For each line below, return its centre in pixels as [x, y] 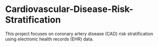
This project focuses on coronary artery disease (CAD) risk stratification [79, 33]
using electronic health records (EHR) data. [49, 39]
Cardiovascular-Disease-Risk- [69, 9]
